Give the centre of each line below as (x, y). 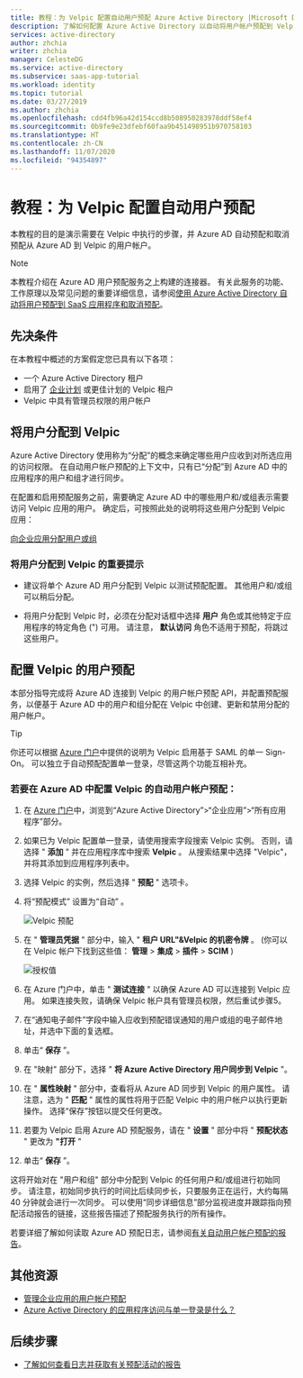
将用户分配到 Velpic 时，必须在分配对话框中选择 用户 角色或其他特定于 (153, 616)
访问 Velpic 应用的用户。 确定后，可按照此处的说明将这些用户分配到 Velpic (148, 508)
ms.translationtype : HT (55, 135)
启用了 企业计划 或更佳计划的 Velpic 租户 (98, 389)
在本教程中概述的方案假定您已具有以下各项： (93, 359)
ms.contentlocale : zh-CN (57, 143)
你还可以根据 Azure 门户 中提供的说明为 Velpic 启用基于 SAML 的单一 (137, 753)
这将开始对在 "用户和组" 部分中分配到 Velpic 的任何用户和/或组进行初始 (142, 1180)
